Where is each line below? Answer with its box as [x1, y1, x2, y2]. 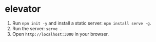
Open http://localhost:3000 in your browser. [12, 31, 109, 37]
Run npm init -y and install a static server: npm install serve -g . [12, 20, 151, 26]
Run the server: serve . [12, 25, 63, 31]
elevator [5, 3, 41, 15]
